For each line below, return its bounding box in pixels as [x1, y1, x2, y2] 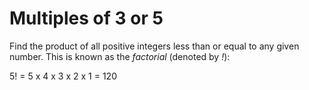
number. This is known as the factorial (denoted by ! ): [9, 50, 231, 62]
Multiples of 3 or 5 [9, 7, 164, 30]
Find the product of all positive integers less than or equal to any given [9, 40, 300, 52]
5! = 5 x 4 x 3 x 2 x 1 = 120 [9, 70, 117, 82]
